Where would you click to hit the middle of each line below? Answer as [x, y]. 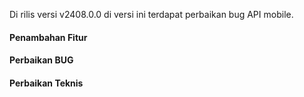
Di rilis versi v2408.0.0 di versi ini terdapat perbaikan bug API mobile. [151, 14]
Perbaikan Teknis [46, 83]
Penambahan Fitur [48, 37]
